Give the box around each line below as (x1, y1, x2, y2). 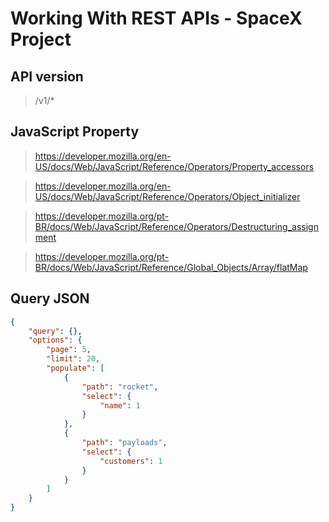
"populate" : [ (46, 363, 105, 373)
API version (10, 68, 84, 85)
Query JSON (10, 290, 90, 307)
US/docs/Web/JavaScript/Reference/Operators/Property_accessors (34, 160, 315, 172)
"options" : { (28, 335, 83, 346)
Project (10, 28, 72, 51)
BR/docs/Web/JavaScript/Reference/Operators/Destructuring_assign (34, 220, 319, 232)
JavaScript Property (10, 123, 140, 141)
